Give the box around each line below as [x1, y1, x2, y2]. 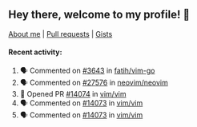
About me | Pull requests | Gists [8, 29, 113, 38]
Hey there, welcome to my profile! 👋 [8, 8, 191, 22]
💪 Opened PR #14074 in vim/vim [19, 89, 127, 99]
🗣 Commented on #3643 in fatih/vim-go [19, 65, 155, 76]
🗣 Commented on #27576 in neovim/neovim [19, 77, 168, 88]
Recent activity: [8, 47, 62, 57]
